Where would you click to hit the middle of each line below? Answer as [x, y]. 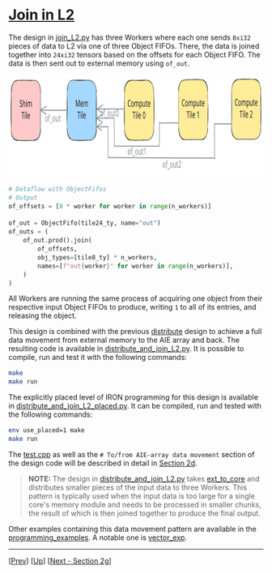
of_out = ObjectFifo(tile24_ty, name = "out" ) [85, 223]
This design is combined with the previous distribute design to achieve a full [135, 332]
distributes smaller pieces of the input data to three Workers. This [138, 487]
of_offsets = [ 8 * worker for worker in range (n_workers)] [110, 206]
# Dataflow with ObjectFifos [57, 189]
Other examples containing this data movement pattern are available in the [132, 529]
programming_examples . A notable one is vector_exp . [98, 538]
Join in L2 [42, 15]
